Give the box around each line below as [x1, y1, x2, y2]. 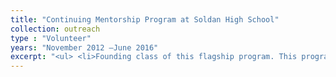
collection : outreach [10, 24, 101, 34]
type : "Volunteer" [10, 33, 92, 43]
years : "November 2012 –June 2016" [10, 42, 159, 53]
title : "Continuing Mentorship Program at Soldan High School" [10, 14, 280, 25]
